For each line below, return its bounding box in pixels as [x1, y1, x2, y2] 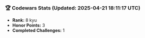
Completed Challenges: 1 [12, 27, 65, 33]
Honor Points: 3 [12, 23, 45, 28]
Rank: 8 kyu [12, 17, 37, 23]
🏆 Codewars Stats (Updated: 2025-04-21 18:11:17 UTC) [5, 4, 141, 11]
